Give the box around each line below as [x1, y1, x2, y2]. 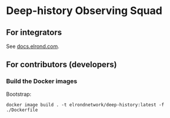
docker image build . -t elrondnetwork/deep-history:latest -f [6, 102, 165, 107]
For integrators [6, 27, 62, 37]
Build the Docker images [6, 77, 78, 85]
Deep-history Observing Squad [6, 4, 163, 18]
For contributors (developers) [6, 60, 117, 70]
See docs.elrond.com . [6, 43, 60, 50]
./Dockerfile [6, 107, 38, 113]
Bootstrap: [6, 91, 32, 98]
